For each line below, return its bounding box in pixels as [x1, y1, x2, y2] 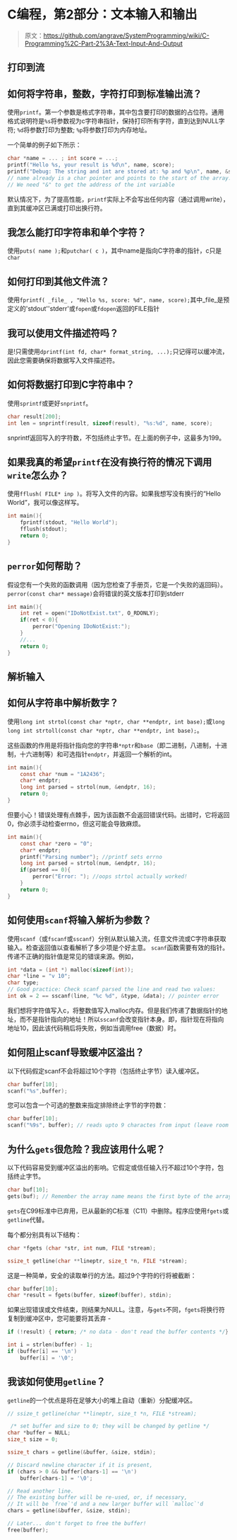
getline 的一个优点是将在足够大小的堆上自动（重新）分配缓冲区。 [7, 1396, 197, 1404]
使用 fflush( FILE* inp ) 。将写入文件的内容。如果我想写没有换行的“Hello [7, 489, 221, 498]
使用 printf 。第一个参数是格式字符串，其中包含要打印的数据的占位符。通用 [7, 108, 224, 117]
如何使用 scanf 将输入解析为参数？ [7, 914, 152, 926]
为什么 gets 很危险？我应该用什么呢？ [7, 1143, 166, 1155]
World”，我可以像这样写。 [7, 498, 83, 507]
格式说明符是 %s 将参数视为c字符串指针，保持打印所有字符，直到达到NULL [7, 117, 219, 125]
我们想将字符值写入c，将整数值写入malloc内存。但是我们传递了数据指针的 [7, 1006, 222, 1015]
